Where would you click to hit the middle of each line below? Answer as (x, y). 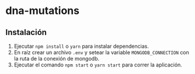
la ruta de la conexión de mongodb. (57, 59)
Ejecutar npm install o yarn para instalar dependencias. (81, 46)
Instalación (26, 32)
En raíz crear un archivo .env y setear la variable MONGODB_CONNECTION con (101, 52)
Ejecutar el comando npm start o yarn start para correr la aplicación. (98, 65)
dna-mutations (43, 11)
